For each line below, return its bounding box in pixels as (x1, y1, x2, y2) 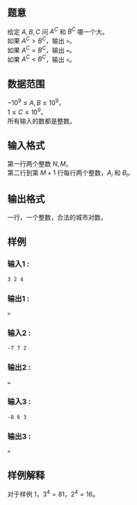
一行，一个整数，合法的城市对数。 (7, 213, 107, 221)
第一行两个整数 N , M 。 (7, 160, 72, 168)
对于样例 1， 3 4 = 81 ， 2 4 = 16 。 (7, 488, 99, 498)
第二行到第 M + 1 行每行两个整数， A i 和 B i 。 (7, 168, 134, 179)
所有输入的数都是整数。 (7, 116, 76, 125)
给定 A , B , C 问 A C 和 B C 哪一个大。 (7, 26, 109, 36)
